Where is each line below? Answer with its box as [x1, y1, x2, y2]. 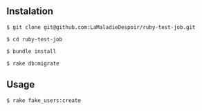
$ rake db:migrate [6, 60, 59, 67]
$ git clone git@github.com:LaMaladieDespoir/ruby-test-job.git [6, 23, 196, 30]
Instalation [6, 6, 53, 17]
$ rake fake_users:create [6, 97, 81, 104]
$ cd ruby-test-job [6, 36, 63, 43]
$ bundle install [6, 48, 57, 54]
